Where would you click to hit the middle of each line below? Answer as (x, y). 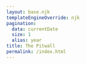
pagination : (21, 23)
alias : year (27, 40)
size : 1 (21, 35)
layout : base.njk (28, 12)
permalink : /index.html (36, 52)
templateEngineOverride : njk (43, 18)
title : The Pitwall (31, 46)
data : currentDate (35, 29)
